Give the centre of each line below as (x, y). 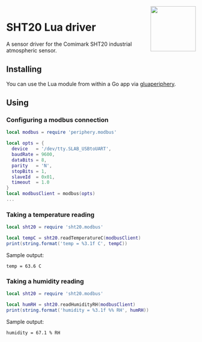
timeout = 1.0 (31, 182)
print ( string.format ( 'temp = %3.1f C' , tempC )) (67, 243)
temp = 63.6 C (24, 266)
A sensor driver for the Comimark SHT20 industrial (69, 44)
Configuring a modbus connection (57, 120)
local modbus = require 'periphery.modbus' (62, 132)
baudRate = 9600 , (33, 155)
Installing (24, 70)
